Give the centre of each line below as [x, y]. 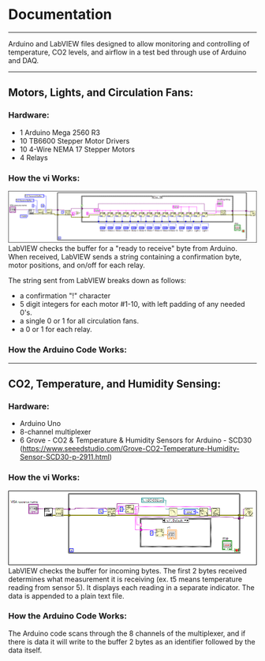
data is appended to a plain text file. [66, 596]
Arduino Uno [40, 424]
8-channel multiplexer [55, 432]
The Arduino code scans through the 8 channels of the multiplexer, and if [127, 633]
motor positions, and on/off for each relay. [77, 265]
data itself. [25, 650]
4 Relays [34, 157]
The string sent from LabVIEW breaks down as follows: [97, 281]
